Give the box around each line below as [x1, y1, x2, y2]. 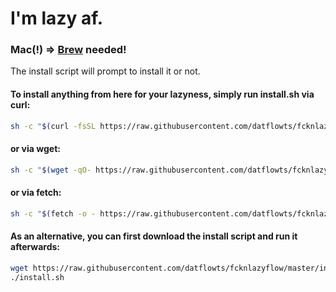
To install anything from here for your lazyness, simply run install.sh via [10, 88, 315, 101]
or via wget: [10, 143, 61, 155]
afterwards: [10, 241, 60, 253]
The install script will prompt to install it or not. [10, 65, 201, 77]
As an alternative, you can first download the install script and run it [10, 230, 298, 242]
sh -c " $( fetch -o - [10, 208, 97, 219]
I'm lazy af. [10, 7, 104, 30]
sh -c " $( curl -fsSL [10, 121, 97, 131]
